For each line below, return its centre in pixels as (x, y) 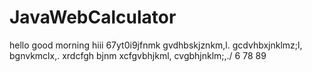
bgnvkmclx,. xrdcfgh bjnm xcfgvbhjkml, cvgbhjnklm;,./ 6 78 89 (138, 55)
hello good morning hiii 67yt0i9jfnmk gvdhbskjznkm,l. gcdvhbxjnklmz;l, (156, 45)
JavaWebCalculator (93, 17)
